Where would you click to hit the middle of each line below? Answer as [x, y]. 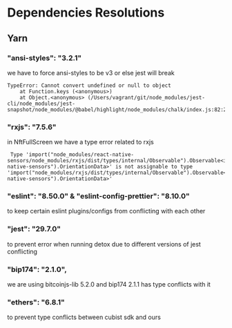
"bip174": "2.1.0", [37, 269]
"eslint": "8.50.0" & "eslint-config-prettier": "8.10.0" [98, 196]
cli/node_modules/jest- [41, 104]
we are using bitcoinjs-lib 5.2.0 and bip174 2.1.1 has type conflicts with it [109, 284]
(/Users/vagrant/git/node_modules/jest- [146, 97]
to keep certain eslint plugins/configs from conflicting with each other [106, 211]
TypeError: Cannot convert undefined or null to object [89, 85]
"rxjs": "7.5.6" [32, 127]
